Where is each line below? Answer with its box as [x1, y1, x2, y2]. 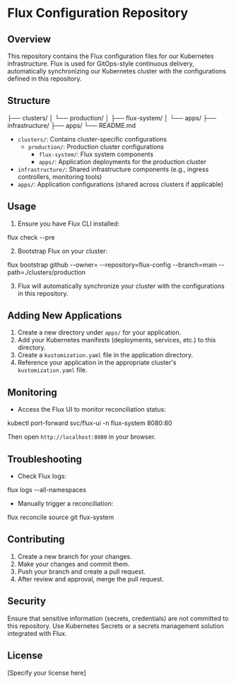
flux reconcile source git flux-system [7, 513, 114, 521]
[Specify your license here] [7, 668, 86, 677]
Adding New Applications [7, 310, 122, 322]
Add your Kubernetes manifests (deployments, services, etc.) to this [17, 336, 216, 344]
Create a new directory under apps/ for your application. [17, 328, 182, 337]
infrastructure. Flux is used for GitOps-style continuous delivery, [7, 59, 194, 68]
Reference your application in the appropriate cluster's [17, 359, 177, 367]
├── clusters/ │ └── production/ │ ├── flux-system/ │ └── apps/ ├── [7, 113, 217, 122]
